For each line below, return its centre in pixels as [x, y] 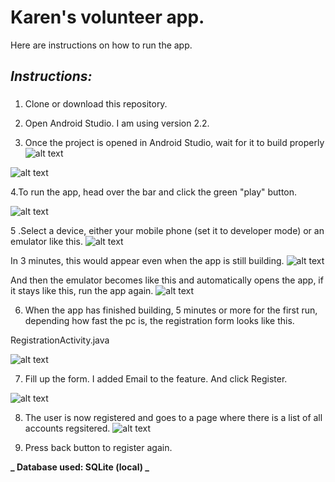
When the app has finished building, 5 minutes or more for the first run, [171, 310]
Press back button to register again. [98, 448]
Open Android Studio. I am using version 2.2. [117, 123]
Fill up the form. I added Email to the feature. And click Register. [156, 379]
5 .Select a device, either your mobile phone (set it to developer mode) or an [167, 231]
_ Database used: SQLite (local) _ [80, 467]
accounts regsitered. [67, 428]
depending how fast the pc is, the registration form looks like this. [159, 321]
